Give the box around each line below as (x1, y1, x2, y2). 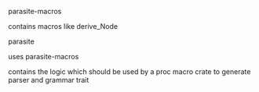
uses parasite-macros (8, 52, 79, 61)
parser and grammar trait (8, 76, 89, 84)
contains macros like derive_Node (8, 22, 119, 30)
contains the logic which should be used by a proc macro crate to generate (8, 67, 251, 76)
